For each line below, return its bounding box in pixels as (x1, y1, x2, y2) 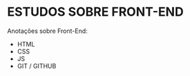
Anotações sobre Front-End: (7, 27, 88, 35)
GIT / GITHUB (17, 62, 57, 70)
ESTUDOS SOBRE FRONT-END (7, 4, 184, 20)
